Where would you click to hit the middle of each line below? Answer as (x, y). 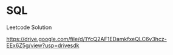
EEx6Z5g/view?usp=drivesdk (43, 45)
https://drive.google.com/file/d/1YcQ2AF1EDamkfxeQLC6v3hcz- (86, 39)
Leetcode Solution (29, 27)
